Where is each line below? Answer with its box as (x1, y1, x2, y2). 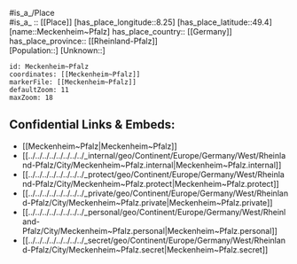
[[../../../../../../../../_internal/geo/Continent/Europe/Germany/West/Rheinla (21, 150, 286, 160)
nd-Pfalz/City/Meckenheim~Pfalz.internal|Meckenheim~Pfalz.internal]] (21, 159, 282, 170)
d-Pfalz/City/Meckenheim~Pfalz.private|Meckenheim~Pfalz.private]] (21, 197, 273, 207)
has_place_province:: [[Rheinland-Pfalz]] (9, 35, 158, 46)
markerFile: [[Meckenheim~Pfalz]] (9, 78, 137, 87)
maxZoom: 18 (9, 93, 53, 102)
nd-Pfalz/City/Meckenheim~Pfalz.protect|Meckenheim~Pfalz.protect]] (21, 178, 279, 189)
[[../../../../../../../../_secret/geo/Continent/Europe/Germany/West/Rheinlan (21, 235, 286, 245)
